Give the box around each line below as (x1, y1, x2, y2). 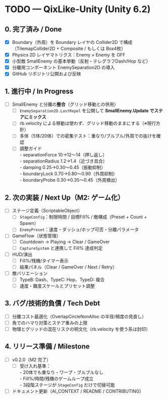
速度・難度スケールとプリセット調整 (19, 282, 95, 289)
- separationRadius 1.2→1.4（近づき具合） (19, 158, 107, 164)
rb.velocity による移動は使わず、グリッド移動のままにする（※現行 (19, 120, 156, 127)
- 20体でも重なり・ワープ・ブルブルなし (19, 369, 104, 375)
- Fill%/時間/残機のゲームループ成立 (19, 375, 94, 381)
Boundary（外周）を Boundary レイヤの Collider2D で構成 (12, 39, 133, 45)
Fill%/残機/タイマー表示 (19, 257, 69, 263)
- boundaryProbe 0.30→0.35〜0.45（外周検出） (19, 177, 120, 183)
